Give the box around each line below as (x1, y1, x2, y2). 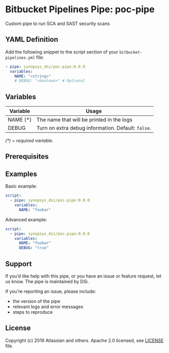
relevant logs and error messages (12, 304, 83, 310)
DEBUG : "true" (18, 245, 49, 250)
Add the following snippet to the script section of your (5, 48, 119, 55)
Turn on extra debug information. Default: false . (36, 124, 151, 132)
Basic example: (5, 183, 37, 189)
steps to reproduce (12, 309, 53, 315)
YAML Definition (5, 35, 59, 44)
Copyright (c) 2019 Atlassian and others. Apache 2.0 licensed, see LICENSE (5, 337, 164, 343)
